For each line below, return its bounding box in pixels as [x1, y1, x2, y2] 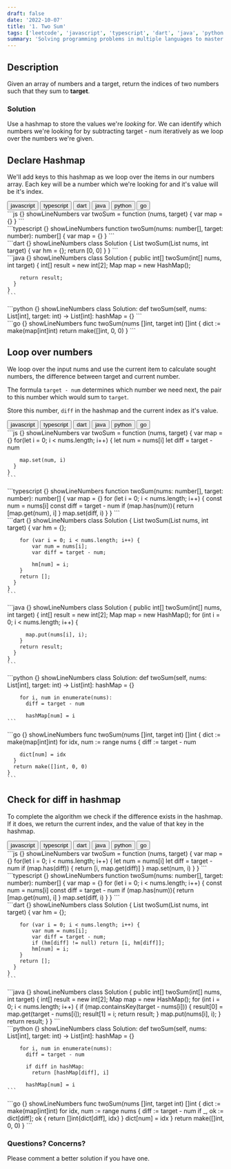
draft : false [7, 10, 45, 17]
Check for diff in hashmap [7, 794, 121, 806]
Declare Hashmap [7, 154, 86, 166]
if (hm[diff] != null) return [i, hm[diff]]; [32, 939, 165, 946]
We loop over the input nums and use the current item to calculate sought [7, 365, 217, 373]
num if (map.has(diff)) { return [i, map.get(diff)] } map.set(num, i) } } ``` [7, 863, 208, 872]
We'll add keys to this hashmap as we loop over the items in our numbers [7, 173, 215, 181]
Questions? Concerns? [7, 1139, 86, 1148]
